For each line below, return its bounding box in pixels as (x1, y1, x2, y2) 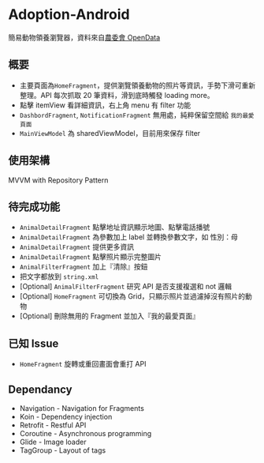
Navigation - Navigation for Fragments (19, 404, 144, 412)
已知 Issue (8, 337, 59, 350)
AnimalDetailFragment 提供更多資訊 (19, 243, 134, 252)
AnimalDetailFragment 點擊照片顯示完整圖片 (19, 252, 162, 262)
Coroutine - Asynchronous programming (19, 429, 152, 438)
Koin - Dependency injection (19, 412, 113, 421)
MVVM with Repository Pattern (8, 175, 109, 185)
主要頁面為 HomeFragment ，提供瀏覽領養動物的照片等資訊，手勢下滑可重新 (19, 81, 256, 90)
